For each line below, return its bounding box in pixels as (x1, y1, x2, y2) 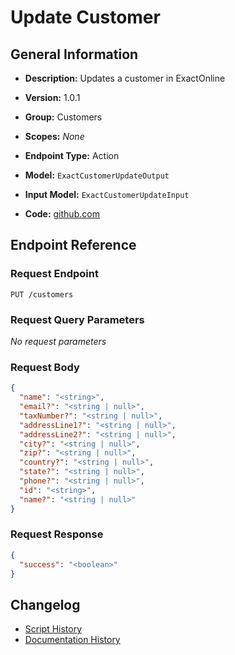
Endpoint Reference (10, 237, 137, 254)
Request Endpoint (10, 267, 99, 281)
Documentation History (24, 634, 121, 646)
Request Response (10, 527, 104, 541)
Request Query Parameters (10, 312, 145, 326)
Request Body (10, 360, 80, 374)
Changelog (10, 596, 81, 613)
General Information (10, 46, 139, 63)
